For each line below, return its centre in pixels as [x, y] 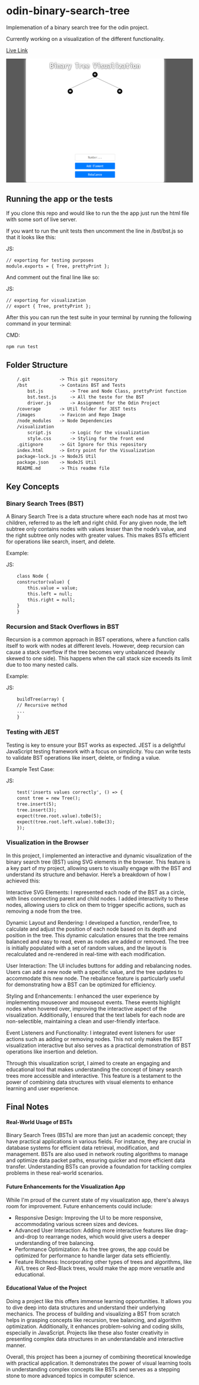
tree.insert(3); [37, 810]
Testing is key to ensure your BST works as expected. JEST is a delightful [96, 745]
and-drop [26, 1236]
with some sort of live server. [41, 219]
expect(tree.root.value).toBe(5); [59, 816]
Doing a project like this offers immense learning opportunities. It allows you [99, 1301]
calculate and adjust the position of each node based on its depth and [91, 929]
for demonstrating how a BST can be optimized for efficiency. [81, 984]
